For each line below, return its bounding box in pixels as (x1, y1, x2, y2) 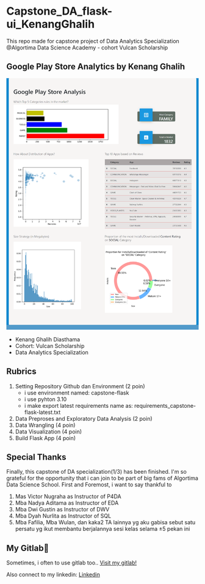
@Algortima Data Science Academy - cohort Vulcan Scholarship (6, 44, 168, 51)
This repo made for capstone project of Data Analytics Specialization (6, 37, 180, 45)
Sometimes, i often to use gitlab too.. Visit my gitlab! (6, 559, 137, 566)
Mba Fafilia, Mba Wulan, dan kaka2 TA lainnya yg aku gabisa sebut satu (15, 519, 196, 526)
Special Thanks (6, 452, 67, 462)
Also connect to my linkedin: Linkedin (6, 571, 101, 579)
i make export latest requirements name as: (24, 402, 133, 409)
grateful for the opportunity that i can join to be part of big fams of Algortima (6, 474, 198, 482)
